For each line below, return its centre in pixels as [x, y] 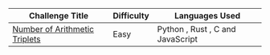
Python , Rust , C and [196, 29]
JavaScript [178, 39]
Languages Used [207, 16]
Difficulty [131, 16]
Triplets [27, 39]
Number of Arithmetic [53, 29]
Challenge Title [59, 16]
